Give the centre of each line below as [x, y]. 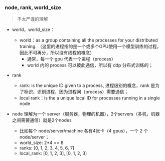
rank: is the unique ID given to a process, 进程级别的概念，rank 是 [87, 85]
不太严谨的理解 [32, 19]
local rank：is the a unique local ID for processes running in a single [90, 98]
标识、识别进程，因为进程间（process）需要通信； [76, 92]
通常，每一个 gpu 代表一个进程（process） [71, 59]
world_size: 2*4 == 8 [41, 143]
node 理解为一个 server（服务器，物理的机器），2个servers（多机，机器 [86, 114]
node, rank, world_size [33, 7]
